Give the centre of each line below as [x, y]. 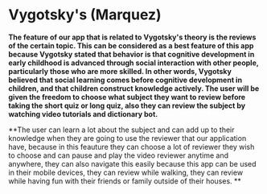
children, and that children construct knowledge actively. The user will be [134, 88]
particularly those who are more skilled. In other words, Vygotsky [120, 71]
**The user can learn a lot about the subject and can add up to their [121, 130]
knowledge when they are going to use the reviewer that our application [127, 138]
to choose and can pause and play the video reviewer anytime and [119, 155]
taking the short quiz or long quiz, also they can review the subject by [127, 105]
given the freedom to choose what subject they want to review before [127, 97]
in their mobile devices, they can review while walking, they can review [126, 172]
